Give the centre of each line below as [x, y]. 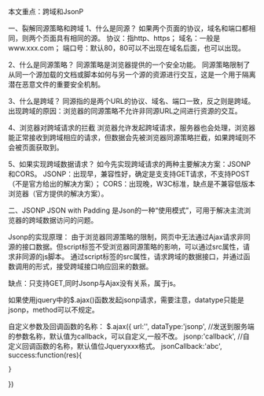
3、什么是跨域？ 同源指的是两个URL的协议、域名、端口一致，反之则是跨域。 [132, 101]
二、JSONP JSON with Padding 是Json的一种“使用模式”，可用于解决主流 [126, 210]
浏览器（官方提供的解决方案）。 [58, 194]
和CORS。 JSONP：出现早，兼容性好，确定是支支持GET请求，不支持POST [129, 174]
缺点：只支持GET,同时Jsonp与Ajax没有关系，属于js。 [94, 283]
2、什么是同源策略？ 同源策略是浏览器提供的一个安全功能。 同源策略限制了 [129, 65]
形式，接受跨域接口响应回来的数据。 [94, 266]
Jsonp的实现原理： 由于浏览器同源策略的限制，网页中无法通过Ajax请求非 [126, 237]
